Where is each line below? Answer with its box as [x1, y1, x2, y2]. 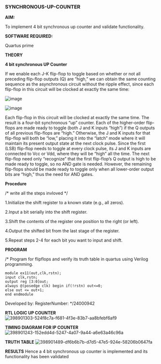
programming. [5, 261, 33, 267]
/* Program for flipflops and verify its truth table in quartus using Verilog [5, 256, 148, 262]
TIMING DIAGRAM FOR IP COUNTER [5, 325, 79, 330]
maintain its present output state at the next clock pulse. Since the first [5, 140, 146, 146]
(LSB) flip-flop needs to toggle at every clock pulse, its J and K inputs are [5, 146, 151, 152]
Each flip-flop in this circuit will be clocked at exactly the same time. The [5, 115, 149, 121]
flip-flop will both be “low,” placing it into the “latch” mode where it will [5, 135, 146, 141]
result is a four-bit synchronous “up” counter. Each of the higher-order [5, 120, 146, 126]
